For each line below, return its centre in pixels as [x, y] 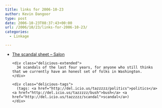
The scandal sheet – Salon [38, 54]
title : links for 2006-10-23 [34, 9]
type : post [16, 18]
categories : [17, 32]
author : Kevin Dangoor [28, 14]
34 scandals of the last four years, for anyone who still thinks [85, 67]
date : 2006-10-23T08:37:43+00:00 [39, 23]
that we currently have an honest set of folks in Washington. [77, 71]
